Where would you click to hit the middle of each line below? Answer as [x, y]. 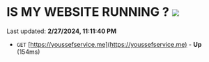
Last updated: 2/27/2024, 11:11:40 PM [62, 31]
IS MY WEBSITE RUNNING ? [88, 12]
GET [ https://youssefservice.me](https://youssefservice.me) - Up [109, 44]
